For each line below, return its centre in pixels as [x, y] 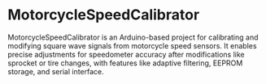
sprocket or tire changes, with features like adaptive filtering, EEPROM [125, 63]
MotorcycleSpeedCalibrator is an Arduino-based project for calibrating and [133, 37]
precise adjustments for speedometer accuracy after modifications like [126, 54]
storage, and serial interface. [56, 71]
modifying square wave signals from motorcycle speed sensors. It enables [132, 45]
